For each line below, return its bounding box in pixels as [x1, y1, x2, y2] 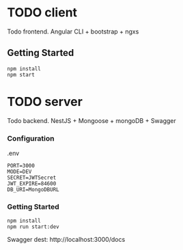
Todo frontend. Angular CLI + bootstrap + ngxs [7, 27, 139, 36]
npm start [7, 71, 36, 78]
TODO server [7, 94, 83, 109]
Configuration [7, 133, 55, 143]
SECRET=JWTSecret [7, 174, 57, 181]
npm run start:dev [7, 223, 59, 230]
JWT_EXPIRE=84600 [7, 180, 57, 187]
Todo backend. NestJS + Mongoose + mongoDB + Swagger [7, 116, 176, 124]
